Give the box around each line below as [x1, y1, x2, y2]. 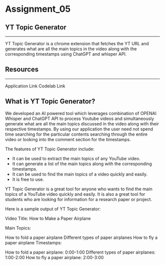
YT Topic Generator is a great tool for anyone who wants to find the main [5, 186, 153, 192]
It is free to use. [12, 176, 44, 182]
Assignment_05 [5, 3, 71, 15]
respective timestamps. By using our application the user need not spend [5, 126, 153, 132]
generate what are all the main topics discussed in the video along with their [5, 120, 160, 126]
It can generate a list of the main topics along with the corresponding [12, 161, 152, 167]
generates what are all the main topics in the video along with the [5, 46, 137, 52]
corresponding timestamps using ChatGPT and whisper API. [5, 51, 127, 57]
